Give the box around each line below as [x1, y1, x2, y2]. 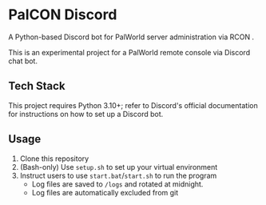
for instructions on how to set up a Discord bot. [8, 109, 164, 119]
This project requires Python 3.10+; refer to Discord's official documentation [8, 100, 258, 110]
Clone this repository [19, 154, 89, 163]
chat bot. [8, 56, 38, 66]
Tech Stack [8, 79, 66, 93]
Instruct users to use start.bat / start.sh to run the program [19, 171, 217, 180]
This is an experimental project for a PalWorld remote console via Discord [8, 47, 250, 57]
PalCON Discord [8, 6, 117, 24]
